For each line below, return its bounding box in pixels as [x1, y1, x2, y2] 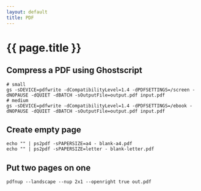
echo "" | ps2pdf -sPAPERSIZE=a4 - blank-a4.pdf [6, 141, 133, 147]
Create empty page [6, 124, 81, 135]
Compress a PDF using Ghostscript [6, 65, 142, 76]
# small [6, 81, 26, 87]
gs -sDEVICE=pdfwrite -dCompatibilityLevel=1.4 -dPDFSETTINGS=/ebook [6, 103, 188, 109]
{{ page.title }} [6, 41, 82, 55]
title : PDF [6, 15, 34, 21]
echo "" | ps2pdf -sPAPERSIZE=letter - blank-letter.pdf [6, 146, 155, 153]
